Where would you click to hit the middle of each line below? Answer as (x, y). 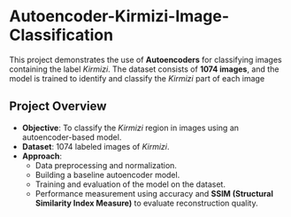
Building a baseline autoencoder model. (107, 174)
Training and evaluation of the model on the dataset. (130, 184)
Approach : (42, 156)
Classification (61, 35)
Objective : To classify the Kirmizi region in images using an (130, 128)
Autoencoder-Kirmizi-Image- (119, 16)
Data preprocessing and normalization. (106, 165)
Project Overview (58, 107)
